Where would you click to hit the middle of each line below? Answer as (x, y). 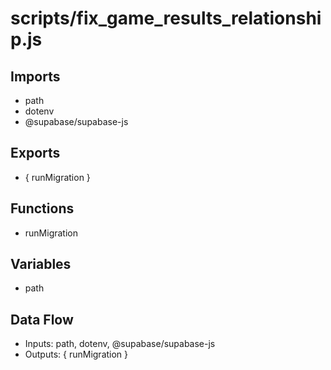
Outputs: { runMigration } (76, 354)
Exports (35, 153)
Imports (35, 76)
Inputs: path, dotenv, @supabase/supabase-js (120, 344)
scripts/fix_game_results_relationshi (166, 18)
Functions (42, 208)
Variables (41, 264)
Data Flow (42, 319)
